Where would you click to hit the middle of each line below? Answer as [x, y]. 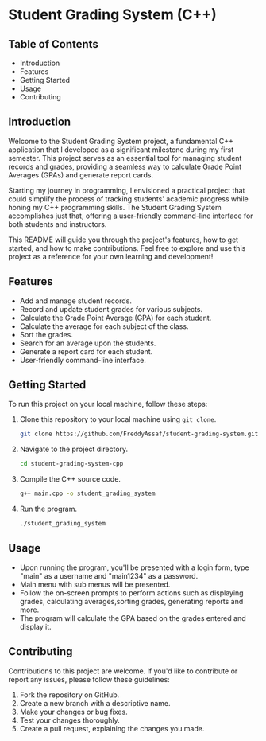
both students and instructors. [58, 224]
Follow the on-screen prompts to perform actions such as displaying [131, 593]
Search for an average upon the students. [88, 343]
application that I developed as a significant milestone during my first [121, 150]
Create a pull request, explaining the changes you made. [112, 728]
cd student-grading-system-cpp [71, 464]
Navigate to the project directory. [74, 449]
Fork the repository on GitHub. [69, 695]
